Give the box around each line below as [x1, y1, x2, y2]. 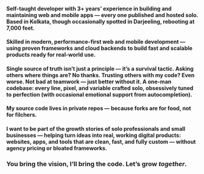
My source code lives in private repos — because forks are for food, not [6, 105, 191, 112]
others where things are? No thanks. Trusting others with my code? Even [6, 71, 195, 78]
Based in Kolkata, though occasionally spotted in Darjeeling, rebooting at [6, 18, 195, 25]
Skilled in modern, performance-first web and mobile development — [6, 38, 186, 46]
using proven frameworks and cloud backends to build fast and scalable [6, 44, 193, 52]
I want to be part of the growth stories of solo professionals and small [6, 125, 186, 132]
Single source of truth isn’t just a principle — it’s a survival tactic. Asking [6, 64, 194, 72]
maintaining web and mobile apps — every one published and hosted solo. [6, 11, 199, 18]
